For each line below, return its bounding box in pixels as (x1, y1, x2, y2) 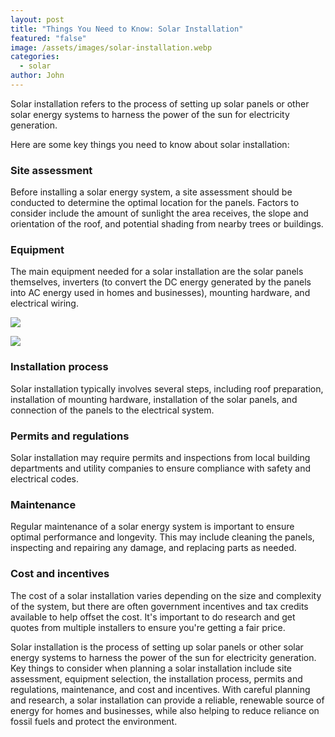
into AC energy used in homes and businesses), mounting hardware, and (10, 287, 311, 299)
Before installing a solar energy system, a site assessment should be (10, 186, 293, 198)
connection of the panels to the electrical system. (10, 404, 215, 416)
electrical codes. (10, 473, 79, 485)
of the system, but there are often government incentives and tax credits (10, 600, 309, 612)
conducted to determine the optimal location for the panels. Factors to (10, 197, 300, 209)
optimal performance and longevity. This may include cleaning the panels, (10, 531, 315, 543)
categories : (10, 52, 60, 62)
